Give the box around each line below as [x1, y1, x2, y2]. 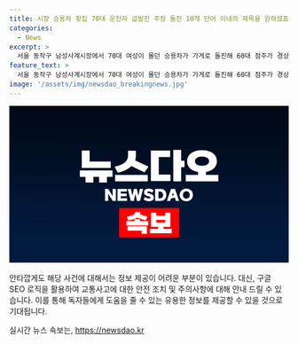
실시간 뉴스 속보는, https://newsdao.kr [9, 324, 145, 336]
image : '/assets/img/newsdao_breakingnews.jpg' [9, 80, 189, 89]
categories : [9, 23, 53, 33]
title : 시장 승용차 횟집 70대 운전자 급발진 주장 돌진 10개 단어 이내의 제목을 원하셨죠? [9, 14, 293, 23]
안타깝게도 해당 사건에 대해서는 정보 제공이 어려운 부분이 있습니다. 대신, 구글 [9, 273, 272, 284]
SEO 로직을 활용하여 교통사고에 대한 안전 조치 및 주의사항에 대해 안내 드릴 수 [9, 284, 273, 294]
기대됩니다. [9, 306, 48, 317]
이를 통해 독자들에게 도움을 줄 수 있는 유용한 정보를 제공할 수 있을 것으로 [35, 295, 284, 306]
